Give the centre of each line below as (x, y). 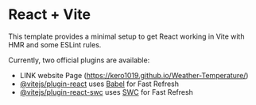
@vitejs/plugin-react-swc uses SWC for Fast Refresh (106, 92)
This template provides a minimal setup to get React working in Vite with (126, 36)
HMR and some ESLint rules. (55, 44)
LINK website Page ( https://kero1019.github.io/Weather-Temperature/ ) (134, 75)
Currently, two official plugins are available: (79, 60)
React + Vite (50, 15)
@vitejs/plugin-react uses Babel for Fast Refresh (99, 84)
